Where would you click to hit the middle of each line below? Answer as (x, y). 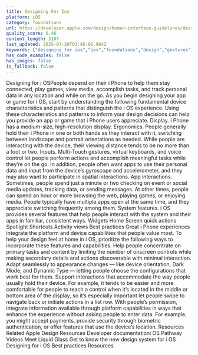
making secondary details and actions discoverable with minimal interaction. (99, 258)
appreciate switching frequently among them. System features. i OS (88, 208)
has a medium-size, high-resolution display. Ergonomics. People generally (96, 127)
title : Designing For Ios (38, 11)
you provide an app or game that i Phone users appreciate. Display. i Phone (98, 121)
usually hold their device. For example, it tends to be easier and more (90, 283)
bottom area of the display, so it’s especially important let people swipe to (95, 296)
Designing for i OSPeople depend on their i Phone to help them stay (88, 83)
